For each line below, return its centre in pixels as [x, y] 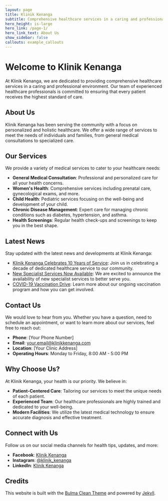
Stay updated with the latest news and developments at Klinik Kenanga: [79, 253]
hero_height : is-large [29, 24]
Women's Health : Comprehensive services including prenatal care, [82, 188]
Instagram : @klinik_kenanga [42, 460]
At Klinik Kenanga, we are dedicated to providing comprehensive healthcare [83, 81]
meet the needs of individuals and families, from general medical [72, 135]
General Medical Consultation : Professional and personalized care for [85, 178]
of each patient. [29, 396]
